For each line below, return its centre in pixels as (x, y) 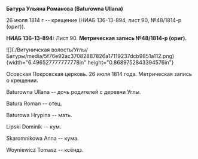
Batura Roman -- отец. (34, 103)
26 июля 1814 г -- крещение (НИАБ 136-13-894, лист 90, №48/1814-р (94, 20)
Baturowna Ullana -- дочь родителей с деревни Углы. (74, 92)
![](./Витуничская (28, 50)
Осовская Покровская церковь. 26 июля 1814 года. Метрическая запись (99, 74)
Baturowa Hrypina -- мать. (39, 115)
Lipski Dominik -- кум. (34, 127)
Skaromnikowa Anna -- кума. (42, 138)
